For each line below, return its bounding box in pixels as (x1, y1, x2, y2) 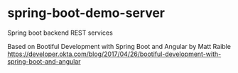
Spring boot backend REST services (7, 28, 114, 37)
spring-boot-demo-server (7, 5, 166, 21)
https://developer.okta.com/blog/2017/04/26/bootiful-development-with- (7, 50, 222, 58)
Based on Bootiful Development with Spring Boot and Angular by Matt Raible (7, 42, 231, 50)
